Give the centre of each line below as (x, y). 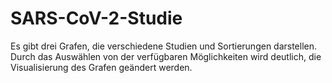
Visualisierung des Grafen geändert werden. (101, 67)
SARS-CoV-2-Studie (96, 18)
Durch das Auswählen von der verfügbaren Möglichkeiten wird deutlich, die (166, 56)
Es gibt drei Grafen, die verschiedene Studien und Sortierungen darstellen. (164, 46)
